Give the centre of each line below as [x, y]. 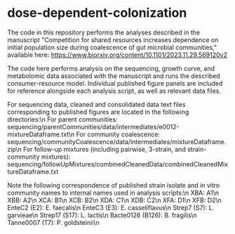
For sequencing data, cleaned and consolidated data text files [96, 104]
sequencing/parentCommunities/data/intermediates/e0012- [93, 126]
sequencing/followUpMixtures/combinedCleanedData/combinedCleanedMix [118, 164]
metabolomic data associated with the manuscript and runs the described [114, 76]
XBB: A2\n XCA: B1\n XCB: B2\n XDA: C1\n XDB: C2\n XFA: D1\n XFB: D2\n [115, 200]
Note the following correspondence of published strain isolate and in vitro [114, 185]
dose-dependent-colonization [97, 13]
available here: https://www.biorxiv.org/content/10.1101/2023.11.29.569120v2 [117, 55]
